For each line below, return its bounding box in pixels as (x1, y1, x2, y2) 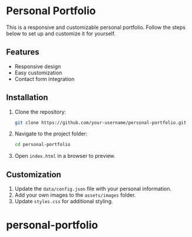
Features (6, 47, 39, 57)
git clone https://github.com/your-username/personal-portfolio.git (14, 119, 187, 125)
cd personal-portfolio (14, 142, 71, 148)
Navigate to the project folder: (14, 130, 88, 137)
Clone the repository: (14, 108, 67, 115)
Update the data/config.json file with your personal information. (14, 185, 172, 193)
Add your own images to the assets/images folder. (14, 191, 136, 199)
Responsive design (14, 63, 61, 70)
